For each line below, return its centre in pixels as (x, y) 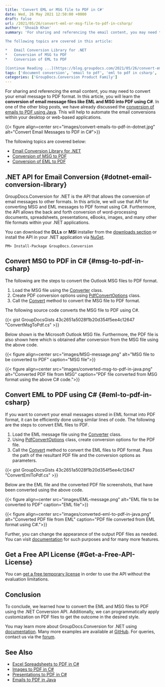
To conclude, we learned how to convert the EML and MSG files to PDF (77, 607)
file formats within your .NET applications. (47, 222)
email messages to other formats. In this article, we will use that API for (77, 201)
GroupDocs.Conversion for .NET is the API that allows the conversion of (78, 196)
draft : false (18, 19)
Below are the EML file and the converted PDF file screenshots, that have (79, 484)
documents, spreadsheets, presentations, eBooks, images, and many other (81, 217)
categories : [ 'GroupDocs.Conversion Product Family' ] (61, 77)
